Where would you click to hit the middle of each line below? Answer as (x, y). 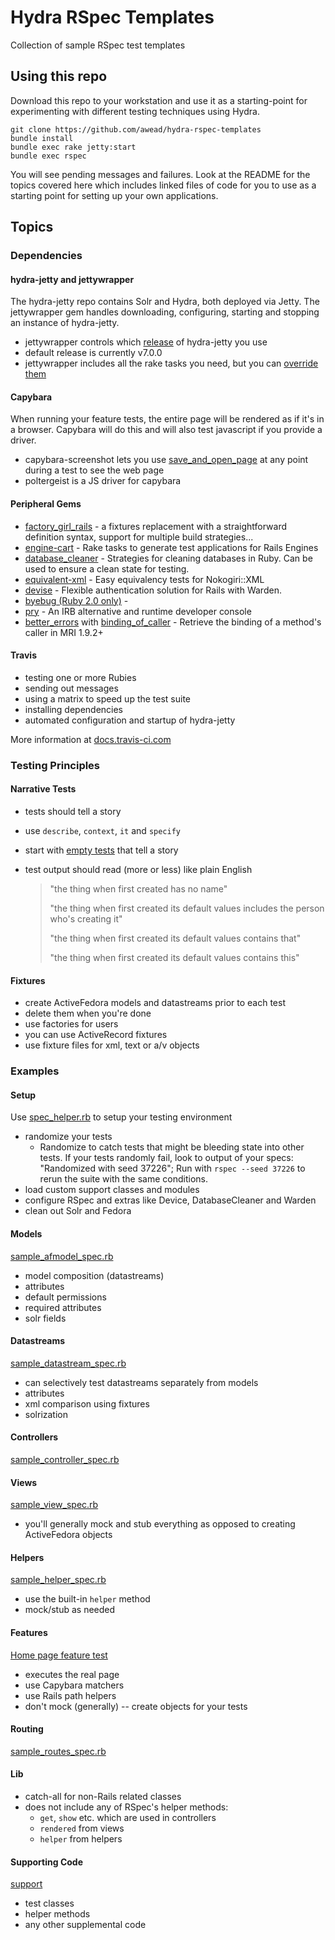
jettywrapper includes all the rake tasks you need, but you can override (171, 363)
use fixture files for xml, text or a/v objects (112, 1045)
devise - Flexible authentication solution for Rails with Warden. (153, 590)
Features (29, 1632)
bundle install (42, 138)
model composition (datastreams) (94, 1275)
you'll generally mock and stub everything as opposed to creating (160, 1524)
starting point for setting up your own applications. (114, 195)
